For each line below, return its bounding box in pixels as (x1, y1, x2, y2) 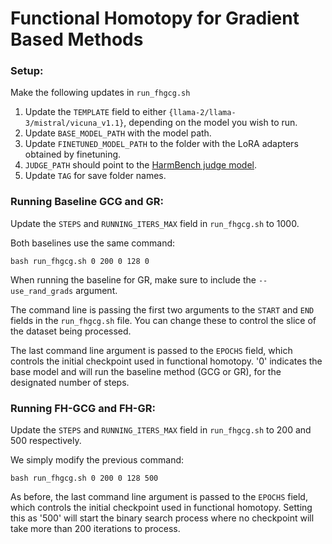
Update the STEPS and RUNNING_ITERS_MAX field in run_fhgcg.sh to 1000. (10, 217, 300, 229)
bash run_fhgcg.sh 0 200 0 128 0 (10, 256, 150, 266)
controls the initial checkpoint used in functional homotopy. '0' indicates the (10, 355, 323, 367)
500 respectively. (10, 435, 82, 447)
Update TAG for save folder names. (24, 170, 167, 182)
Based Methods (10, 28, 144, 51)
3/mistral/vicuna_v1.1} (24, 118, 125, 129)
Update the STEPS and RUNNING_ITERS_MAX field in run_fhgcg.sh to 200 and (10, 424, 312, 436)
